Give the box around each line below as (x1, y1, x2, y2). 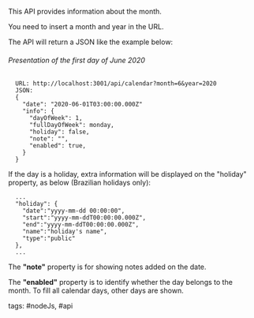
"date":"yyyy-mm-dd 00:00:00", (22, 207, 125, 215)
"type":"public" (22, 234, 77, 243)
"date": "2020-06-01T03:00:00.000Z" (22, 100, 144, 109)
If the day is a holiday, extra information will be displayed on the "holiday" (8, 170, 247, 179)
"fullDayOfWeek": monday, (28, 122, 114, 129)
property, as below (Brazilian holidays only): (8, 178, 151, 188)
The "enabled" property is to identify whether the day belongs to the (8, 278, 233, 287)
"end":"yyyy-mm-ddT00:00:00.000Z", (22, 221, 140, 229)
